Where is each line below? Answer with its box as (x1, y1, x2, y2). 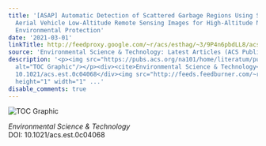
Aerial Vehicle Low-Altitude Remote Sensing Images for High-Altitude (15, 19, 253, 27)
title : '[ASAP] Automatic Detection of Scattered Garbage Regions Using (8, 11, 253, 20)
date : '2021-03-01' (8, 33, 73, 42)
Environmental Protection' (15, 26, 104, 34)
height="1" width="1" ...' (15, 77, 104, 85)
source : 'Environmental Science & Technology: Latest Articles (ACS (8, 48, 239, 56)
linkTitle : (8, 41, 44, 49)
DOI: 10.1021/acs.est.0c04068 (8, 130, 105, 140)
